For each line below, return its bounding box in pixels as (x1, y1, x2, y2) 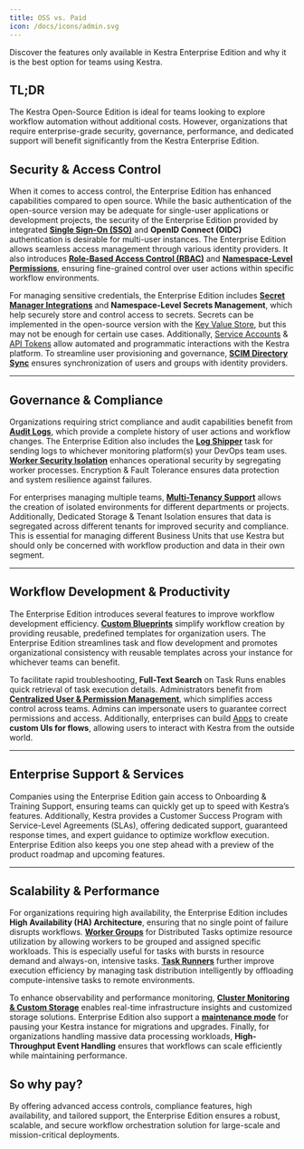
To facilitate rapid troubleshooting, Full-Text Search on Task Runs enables (9, 674, 287, 685)
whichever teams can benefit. (9, 657, 120, 667)
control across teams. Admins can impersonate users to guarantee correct (9, 703, 287, 714)
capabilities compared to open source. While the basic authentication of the (9, 196, 292, 207)
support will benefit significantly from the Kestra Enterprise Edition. (9, 135, 260, 146)
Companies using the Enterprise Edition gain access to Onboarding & (9, 791, 267, 802)
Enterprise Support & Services (9, 767, 185, 783)
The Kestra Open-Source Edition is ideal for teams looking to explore (9, 106, 265, 118)
